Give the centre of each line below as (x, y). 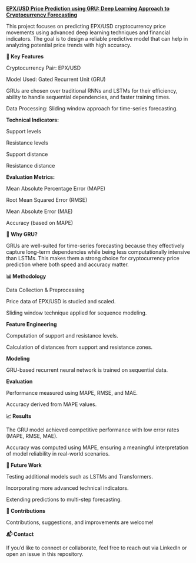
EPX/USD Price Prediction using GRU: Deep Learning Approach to (88, 9)
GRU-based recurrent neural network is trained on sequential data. (87, 370)
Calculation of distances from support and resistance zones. (79, 347)
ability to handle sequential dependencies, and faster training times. (88, 97)
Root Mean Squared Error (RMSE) (47, 200)
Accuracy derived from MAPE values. (52, 404)
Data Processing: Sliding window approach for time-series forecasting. (92, 108)
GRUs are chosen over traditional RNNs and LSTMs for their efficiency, (92, 91)
